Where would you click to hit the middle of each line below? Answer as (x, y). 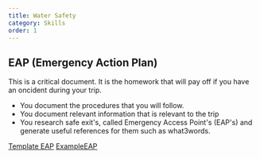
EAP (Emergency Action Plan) (83, 62)
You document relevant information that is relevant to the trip (119, 114)
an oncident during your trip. (55, 90)
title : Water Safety (43, 16)
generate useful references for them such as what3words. (115, 131)
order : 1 (23, 30)
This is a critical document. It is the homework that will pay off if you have (129, 82)
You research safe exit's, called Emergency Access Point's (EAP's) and (136, 122)
